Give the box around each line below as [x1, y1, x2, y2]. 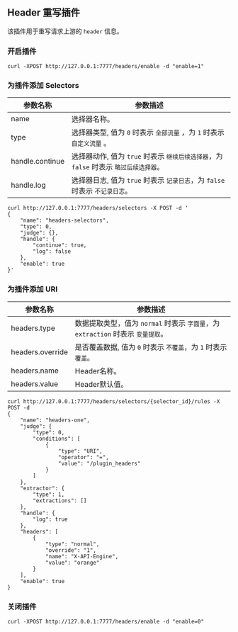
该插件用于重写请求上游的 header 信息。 [7, 27, 123, 35]
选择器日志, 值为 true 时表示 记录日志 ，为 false [71, 176, 225, 186]
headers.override [11, 346, 69, 356]
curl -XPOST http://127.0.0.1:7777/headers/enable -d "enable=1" [7, 63, 204, 70]
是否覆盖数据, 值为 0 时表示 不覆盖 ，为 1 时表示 [74, 342, 227, 352]
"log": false [33, 248, 72, 255]
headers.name [11, 366, 59, 376]
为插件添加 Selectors [7, 81, 79, 91]
